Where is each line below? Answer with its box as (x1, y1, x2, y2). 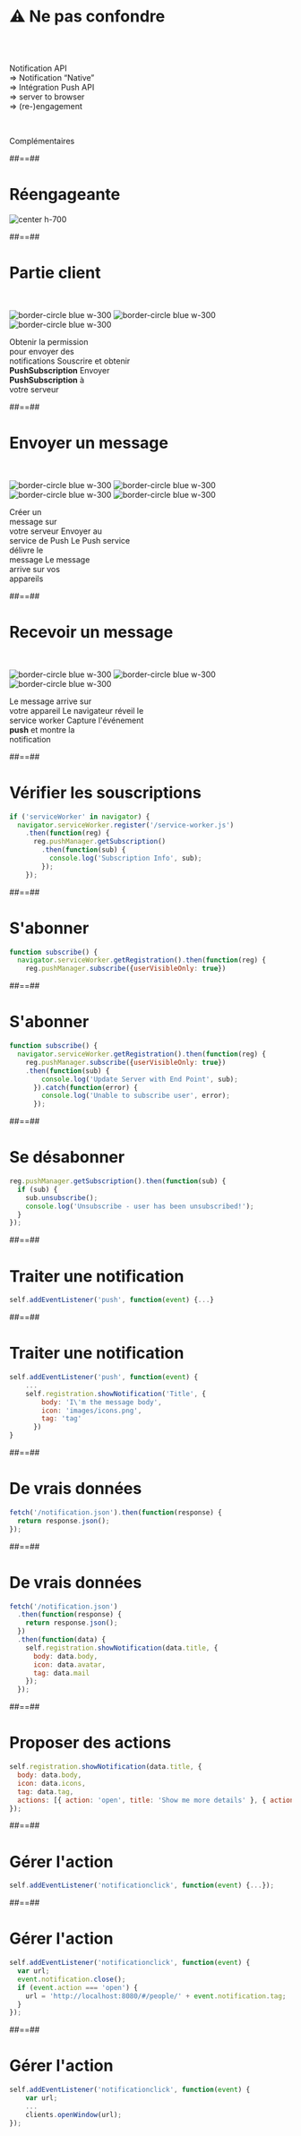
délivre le (9, 545, 44, 555)
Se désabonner (9, 1147, 125, 1168)
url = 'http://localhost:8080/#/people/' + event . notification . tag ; (25, 1991, 287, 2001)
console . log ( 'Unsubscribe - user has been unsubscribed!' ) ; (25, 1202, 254, 1211)
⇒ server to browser (9, 91, 85, 102)
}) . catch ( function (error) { (32, 1083, 139, 1092)
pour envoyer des (9, 346, 74, 356)
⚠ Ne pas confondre (9, 6, 166, 27)
